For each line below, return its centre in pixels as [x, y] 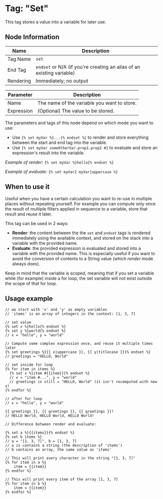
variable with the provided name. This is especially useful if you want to [83, 253]
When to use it [27, 187]
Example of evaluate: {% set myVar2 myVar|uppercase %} [61, 171]
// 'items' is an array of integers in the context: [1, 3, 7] [70, 314]
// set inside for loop [29, 365]
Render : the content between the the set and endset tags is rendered [81, 233]
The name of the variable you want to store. [87, 103]
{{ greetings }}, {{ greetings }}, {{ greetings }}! [59, 412]
